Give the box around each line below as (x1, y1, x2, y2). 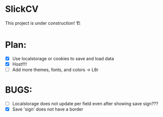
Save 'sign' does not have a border (12, 106, 84, 112)
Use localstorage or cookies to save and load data (12, 55, 114, 61)
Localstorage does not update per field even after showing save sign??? (12, 101, 159, 107)
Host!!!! (12, 61, 27, 67)
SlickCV (5, 3, 38, 15)
